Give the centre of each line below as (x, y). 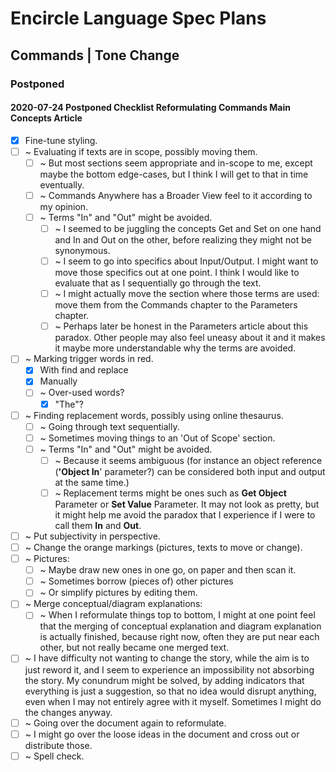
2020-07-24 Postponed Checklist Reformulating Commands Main (150, 108)
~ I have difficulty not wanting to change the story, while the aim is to (167, 658)
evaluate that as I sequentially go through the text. (158, 283)
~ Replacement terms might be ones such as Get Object (170, 493)
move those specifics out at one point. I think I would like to (177, 273)
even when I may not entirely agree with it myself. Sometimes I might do (173, 701)
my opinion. (64, 206)
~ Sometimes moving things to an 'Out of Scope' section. (157, 438)
